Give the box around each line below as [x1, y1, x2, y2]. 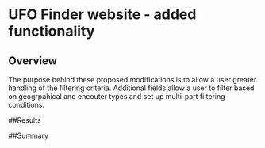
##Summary [8, 131, 49, 140]
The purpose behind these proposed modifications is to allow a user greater [8, 75, 257, 84]
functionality [8, 22, 95, 40]
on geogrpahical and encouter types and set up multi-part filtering [8, 92, 225, 101]
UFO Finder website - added [8, 6, 197, 24]
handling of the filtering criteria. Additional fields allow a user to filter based [8, 83, 255, 93]
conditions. [8, 101, 45, 109]
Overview [8, 54, 58, 67]
